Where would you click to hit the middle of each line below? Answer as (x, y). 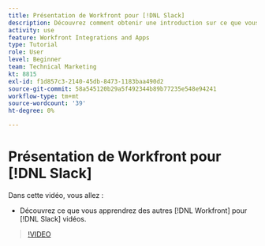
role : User (26, 52)
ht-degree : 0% (32, 111)
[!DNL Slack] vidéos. (53, 218)
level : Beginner (35, 60)
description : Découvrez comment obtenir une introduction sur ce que (125, 23)
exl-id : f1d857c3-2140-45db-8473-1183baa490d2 (86, 81)
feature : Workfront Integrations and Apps (79, 37)
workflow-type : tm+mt (44, 96)
